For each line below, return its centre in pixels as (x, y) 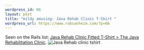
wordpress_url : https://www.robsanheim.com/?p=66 (58, 23)
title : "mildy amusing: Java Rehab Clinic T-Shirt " (61, 19)
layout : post (19, 14)
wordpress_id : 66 (23, 10)
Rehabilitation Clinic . (26, 43)
